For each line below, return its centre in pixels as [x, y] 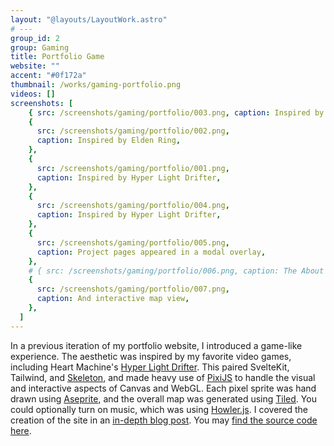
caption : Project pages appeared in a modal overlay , [151, 252]
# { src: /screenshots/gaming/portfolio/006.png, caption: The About [176, 271]
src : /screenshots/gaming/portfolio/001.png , [133, 168]
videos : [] [33, 94]
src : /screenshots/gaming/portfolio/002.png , [133, 131]
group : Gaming [40, 47]
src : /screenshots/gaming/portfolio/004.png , [133, 206]
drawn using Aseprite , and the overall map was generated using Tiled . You [163, 398]
